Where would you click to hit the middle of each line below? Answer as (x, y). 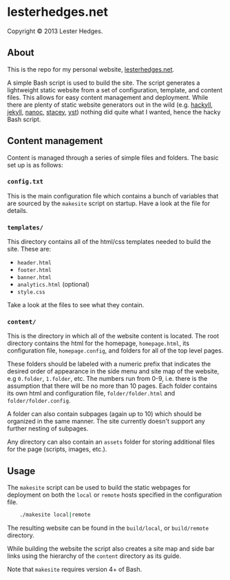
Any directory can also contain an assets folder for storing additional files (111, 442)
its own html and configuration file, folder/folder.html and (91, 393)
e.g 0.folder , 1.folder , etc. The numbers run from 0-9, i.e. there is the (107, 379)
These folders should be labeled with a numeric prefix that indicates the (109, 364)
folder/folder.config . (39, 401)
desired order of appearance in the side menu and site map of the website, (113, 371)
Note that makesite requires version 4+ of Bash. (75, 570)
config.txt (25, 182)
